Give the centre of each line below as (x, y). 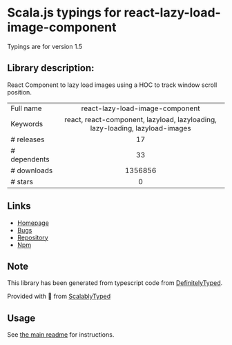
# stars (22, 181)
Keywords (27, 124)
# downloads (32, 170)
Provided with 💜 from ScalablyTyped (59, 296)
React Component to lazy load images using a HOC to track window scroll (112, 85)
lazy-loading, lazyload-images (141, 128)
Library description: (51, 68)
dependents (30, 159)
